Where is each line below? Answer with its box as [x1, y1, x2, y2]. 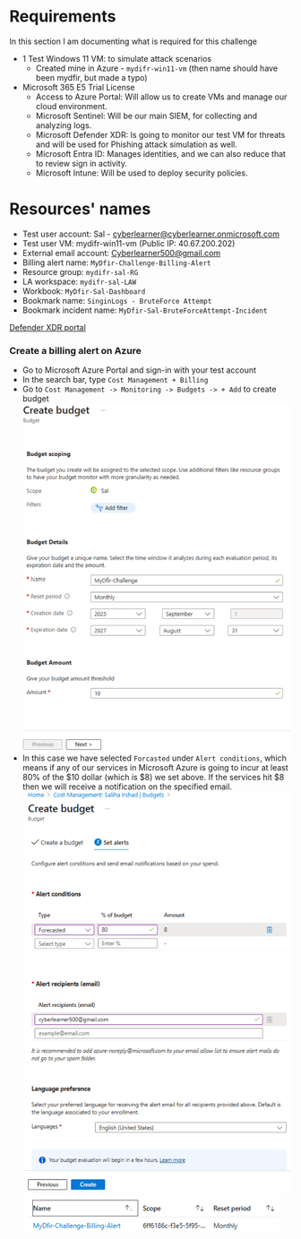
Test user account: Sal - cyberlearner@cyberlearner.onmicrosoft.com [21, 228, 280, 239]
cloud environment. [35, 100, 107, 111]
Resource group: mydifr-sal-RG [21, 266, 139, 277]
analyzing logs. [35, 119, 92, 131]
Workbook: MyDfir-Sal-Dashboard [21, 285, 146, 297]
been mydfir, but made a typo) [35, 72, 148, 82]
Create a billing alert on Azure [9, 344, 142, 357]
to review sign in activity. [35, 158, 128, 168]
